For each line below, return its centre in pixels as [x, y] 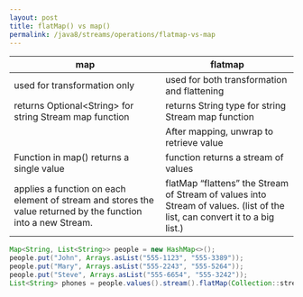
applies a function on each [70, 189]
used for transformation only [74, 85]
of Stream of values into [216, 194]
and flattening [195, 91]
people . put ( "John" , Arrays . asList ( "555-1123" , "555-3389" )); [127, 258]
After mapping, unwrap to [219, 131]
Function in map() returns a [71, 157]
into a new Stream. [53, 223]
